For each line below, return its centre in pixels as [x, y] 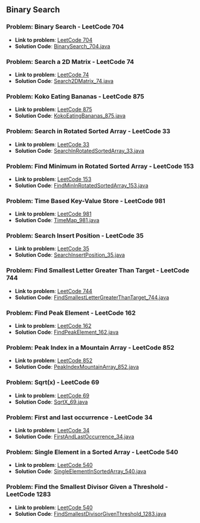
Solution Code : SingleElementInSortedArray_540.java [80, 472]
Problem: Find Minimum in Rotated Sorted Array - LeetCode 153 [100, 166]
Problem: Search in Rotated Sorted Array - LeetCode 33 [88, 131]
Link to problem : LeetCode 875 [53, 109]
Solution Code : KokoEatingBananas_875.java [70, 116]
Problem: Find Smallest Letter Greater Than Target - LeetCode [98, 270]
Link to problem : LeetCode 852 [53, 361]
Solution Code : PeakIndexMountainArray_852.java [77, 367]
